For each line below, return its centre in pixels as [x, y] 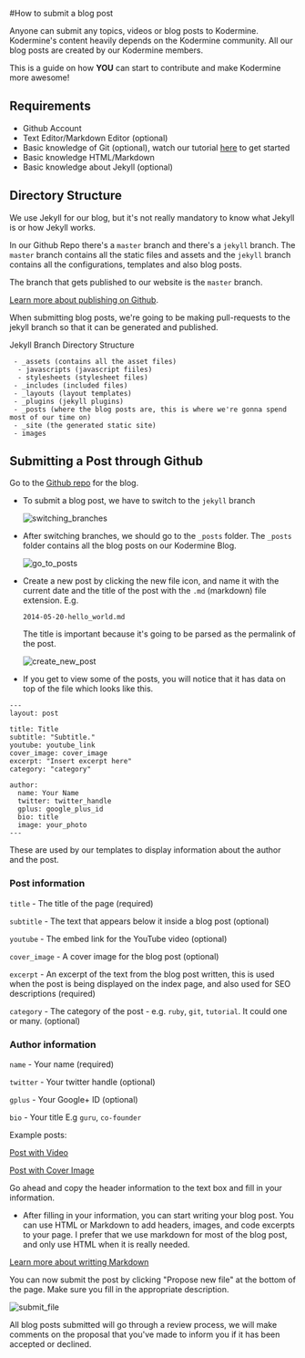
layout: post [34, 714]
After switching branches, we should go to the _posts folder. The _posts [158, 536]
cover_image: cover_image [58, 753]
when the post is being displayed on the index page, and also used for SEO [150, 983]
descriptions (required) [52, 993]
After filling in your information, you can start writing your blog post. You [158, 1216]
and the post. [34, 860]
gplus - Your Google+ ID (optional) [74, 1100]
